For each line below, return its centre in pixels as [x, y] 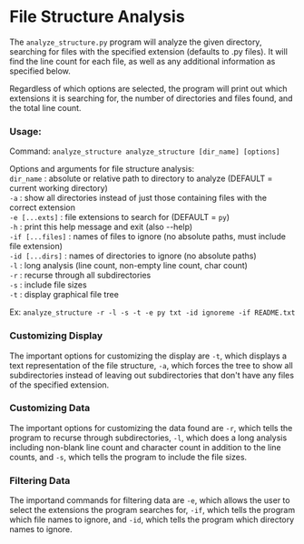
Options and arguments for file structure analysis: [102, 169]
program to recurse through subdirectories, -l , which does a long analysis [148, 438]
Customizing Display [56, 336]
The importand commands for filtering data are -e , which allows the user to [150, 500]
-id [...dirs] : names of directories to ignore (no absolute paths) [133, 256]
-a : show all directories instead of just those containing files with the [138, 198]
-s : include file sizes [49, 285]
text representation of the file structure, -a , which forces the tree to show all [151, 365]
